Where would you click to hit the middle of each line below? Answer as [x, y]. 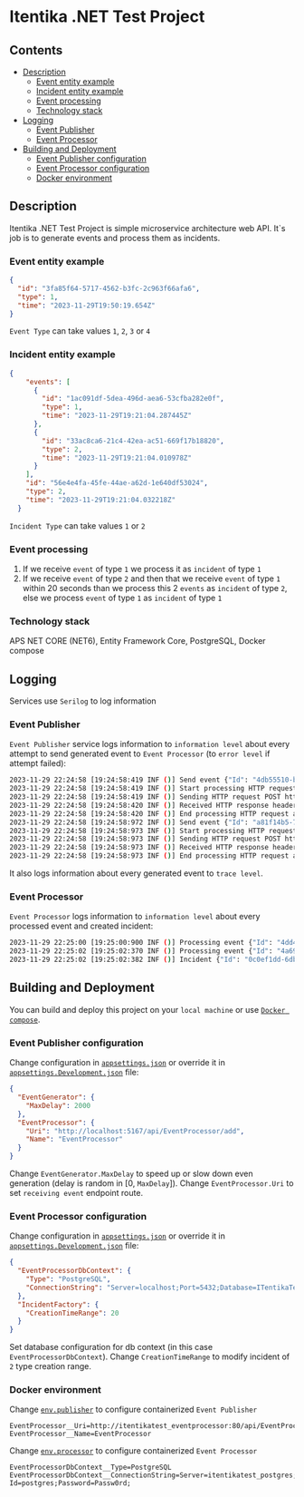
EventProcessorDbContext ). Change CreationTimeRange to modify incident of [150, 1356]
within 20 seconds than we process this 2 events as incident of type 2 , [155, 588]
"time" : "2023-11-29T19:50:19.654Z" [86, 306]
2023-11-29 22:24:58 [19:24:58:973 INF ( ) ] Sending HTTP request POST [145, 839]
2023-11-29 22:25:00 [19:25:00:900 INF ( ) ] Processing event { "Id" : [141, 943]
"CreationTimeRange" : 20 [72, 1313]
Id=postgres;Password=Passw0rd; [70, 1483]
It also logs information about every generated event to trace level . [137, 873]
